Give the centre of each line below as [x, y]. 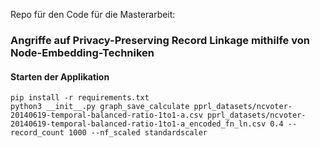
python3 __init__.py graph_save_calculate [100, 107]
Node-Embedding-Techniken [82, 52]
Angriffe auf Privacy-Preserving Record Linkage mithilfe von [160, 40]
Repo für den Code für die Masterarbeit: [93, 14]
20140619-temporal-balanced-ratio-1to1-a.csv [106, 115]
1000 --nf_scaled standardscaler [138, 133]
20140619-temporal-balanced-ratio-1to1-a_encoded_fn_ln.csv [138, 124]
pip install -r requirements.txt [80, 98]
